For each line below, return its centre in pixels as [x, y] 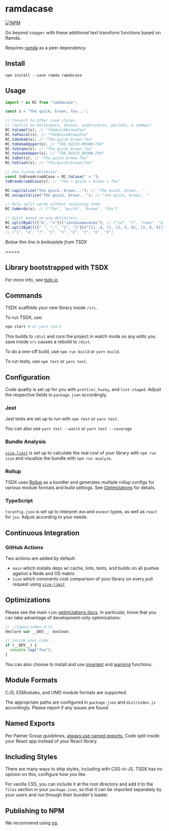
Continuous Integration [42, 533]
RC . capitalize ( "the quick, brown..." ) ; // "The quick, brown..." [75, 190]
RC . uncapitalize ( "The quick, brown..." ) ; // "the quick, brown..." [77, 195]
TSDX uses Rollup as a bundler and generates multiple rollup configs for [80, 482]
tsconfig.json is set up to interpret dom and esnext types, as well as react [81, 512]
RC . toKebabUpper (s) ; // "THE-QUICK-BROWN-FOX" [55, 144]
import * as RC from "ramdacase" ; [41, 102]
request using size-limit [39, 584]
